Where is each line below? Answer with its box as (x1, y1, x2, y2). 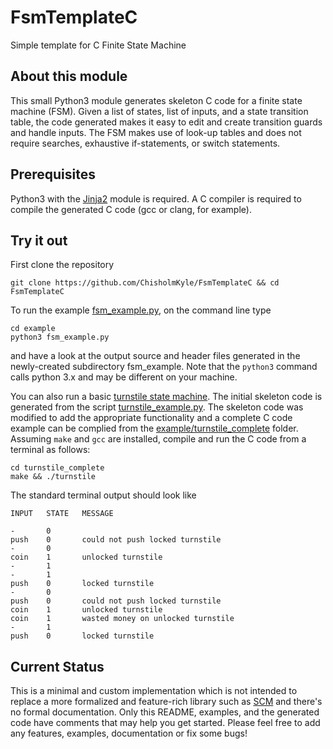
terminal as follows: (10, 444, 91, 456)
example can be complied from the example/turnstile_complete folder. (10, 422, 299, 435)
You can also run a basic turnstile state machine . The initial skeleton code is (10, 391, 323, 403)
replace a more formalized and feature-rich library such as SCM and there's (10, 696, 323, 708)
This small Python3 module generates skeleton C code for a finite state (10, 94, 303, 106)
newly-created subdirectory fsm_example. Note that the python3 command (10, 361, 318, 373)
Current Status (10, 658, 105, 675)
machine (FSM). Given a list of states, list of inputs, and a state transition (10, 105, 309, 117)
